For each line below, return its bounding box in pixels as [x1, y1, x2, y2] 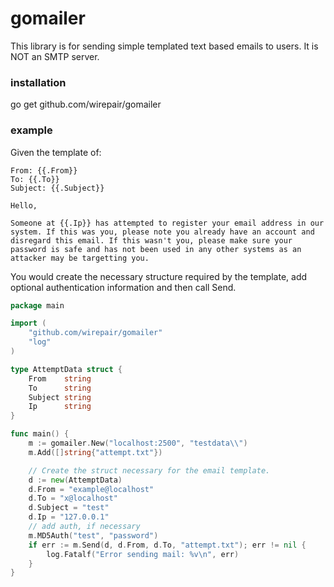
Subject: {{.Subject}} [10, 183, 105, 193]
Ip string [28, 402, 92, 412]
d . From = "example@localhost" [28, 484, 155, 494]
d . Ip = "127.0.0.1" [28, 512, 110, 522]
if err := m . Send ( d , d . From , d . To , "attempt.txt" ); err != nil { [28, 540, 307, 550]
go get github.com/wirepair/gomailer [10, 98, 162, 111]
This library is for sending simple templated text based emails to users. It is [10, 40, 319, 52]
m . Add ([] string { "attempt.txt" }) [28, 447, 163, 457]
